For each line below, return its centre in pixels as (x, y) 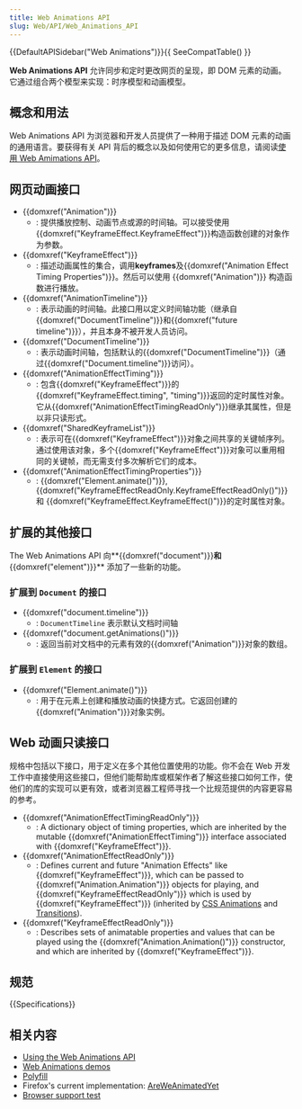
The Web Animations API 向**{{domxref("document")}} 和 (115, 555)
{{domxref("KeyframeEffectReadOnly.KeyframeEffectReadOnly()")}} (162, 490)
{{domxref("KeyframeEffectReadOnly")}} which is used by (143, 894)
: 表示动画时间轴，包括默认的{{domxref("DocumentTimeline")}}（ (157, 353)
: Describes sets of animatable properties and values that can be (155, 933)
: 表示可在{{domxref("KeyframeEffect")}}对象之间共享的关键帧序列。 (163, 439)
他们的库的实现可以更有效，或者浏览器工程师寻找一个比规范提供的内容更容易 (151, 789)
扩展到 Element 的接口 (56, 669)
